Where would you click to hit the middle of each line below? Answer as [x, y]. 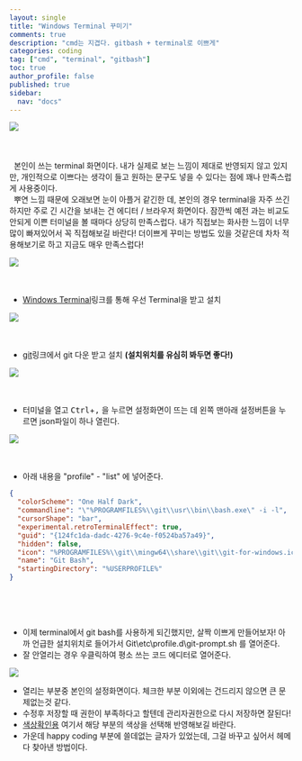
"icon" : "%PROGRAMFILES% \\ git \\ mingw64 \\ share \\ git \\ [120, 552]
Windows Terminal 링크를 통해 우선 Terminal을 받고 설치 [122, 300]
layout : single [38, 18]
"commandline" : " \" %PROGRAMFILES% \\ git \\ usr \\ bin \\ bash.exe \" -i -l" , [152, 511]
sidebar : [26, 93]
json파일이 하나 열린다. [79, 421]
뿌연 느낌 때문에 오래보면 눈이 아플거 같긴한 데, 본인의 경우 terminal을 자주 [143, 200]
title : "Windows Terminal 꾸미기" [71, 26]
